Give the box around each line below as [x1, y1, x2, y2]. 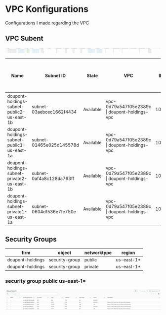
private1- [7, 208, 27, 214]
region [121, 250, 135, 255]
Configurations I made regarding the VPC [5, 20, 89, 26]
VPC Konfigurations [5, 3, 89, 15]
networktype [84, 250, 112, 255]
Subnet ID [45, 73, 66, 79]
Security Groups [5, 235, 57, 244]
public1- [7, 142, 26, 148]
